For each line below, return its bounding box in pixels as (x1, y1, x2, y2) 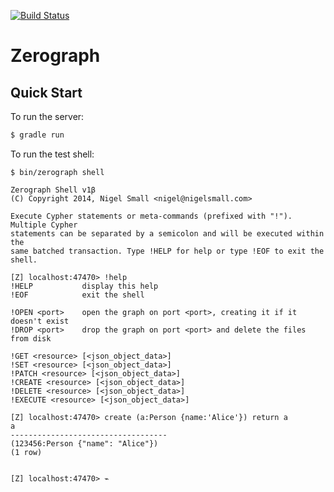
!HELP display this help (10, 281, 159, 291)
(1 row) (10, 447, 43, 457)
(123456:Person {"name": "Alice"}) (10, 438, 159, 449)
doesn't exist (10, 316, 70, 326)
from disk (10, 333, 52, 344)
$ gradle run (10, 130, 65, 140)
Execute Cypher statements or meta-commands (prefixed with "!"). (10, 211, 293, 221)
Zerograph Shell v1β (10, 185, 97, 195)
